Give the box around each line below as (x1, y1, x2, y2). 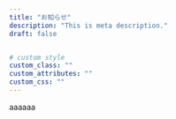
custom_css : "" (9, 78, 65, 86)
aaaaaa (9, 101, 36, 112)
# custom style (9, 53, 65, 62)
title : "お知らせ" (9, 12, 72, 22)
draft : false (9, 29, 57, 38)
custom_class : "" (9, 61, 73, 71)
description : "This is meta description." (9, 21, 168, 30)
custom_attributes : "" (9, 70, 93, 78)
